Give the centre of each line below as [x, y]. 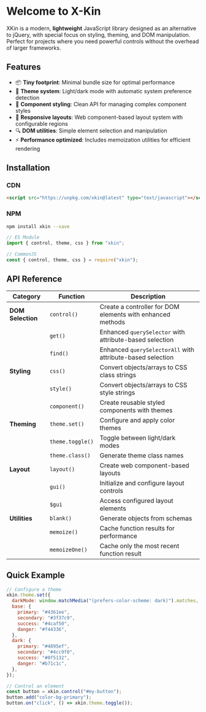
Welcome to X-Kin [54, 11]
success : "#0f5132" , [44, 658]
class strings [118, 375]
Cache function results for [137, 528]
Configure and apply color [137, 420]
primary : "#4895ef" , [44, 646]
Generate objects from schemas [146, 518]
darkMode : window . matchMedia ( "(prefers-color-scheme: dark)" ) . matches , [105, 601]
